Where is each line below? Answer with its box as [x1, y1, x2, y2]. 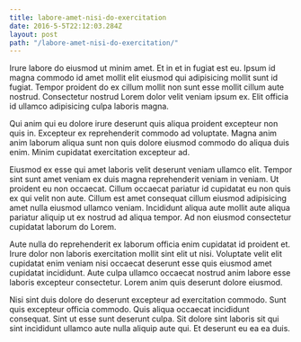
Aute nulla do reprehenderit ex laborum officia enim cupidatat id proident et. [9, 239, 290, 250]
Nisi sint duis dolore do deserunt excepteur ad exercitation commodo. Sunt [9, 294, 287, 305]
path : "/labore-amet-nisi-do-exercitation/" [9, 38, 179, 48]
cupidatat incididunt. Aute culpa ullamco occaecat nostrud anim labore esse [9, 267, 291, 278]
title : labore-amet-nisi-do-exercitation [9, 13, 167, 22]
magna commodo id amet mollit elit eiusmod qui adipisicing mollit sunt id [9, 73, 279, 83]
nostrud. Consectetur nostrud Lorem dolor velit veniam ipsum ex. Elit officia [9, 92, 289, 102]
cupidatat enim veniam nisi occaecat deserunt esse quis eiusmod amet [9, 258, 272, 269]
